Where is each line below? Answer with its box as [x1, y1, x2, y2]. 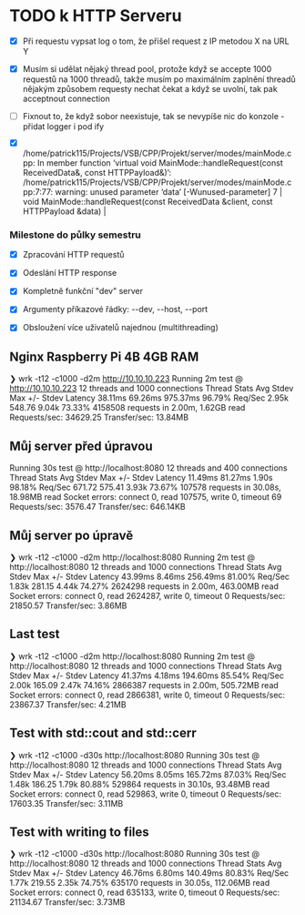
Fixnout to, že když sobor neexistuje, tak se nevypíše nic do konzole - [22, 111, 285, 122]
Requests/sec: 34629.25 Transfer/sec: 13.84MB [9, 412, 189, 423]
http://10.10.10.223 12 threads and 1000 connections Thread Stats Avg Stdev [9, 383, 294, 394]
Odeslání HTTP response [22, 268, 117, 279]
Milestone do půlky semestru [9, 229, 141, 241]
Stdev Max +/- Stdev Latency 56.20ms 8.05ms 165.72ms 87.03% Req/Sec [9, 768, 287, 779]
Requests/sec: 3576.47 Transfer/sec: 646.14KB [9, 502, 186, 513]
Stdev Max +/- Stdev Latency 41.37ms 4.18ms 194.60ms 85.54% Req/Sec [9, 670, 285, 681]
